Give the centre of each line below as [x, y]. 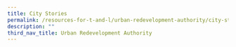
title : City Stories [38, 13]
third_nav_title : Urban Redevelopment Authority [80, 33]
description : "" [31, 26]
